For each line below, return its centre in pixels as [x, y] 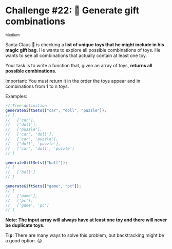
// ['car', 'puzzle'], [32, 139]
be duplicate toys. [25, 225]
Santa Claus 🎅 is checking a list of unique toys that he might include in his [85, 44]
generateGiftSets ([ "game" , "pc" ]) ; [43, 186]
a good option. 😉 [24, 241]
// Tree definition [26, 106]
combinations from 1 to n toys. [37, 86]
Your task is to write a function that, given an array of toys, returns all [79, 65]
